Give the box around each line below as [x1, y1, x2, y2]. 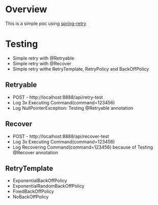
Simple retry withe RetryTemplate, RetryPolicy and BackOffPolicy [12, 66, 149, 72]
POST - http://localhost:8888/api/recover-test [12, 133, 110, 139]
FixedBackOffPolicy [12, 188, 55, 194]
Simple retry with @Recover [12, 60, 71, 67]
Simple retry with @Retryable [12, 55, 74, 61]
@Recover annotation [12, 149, 59, 156]
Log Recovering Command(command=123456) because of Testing [12, 144, 153, 150]
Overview [5, 4, 47, 15]
